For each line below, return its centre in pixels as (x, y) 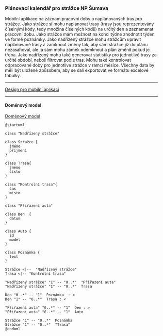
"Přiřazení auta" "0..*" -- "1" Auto (44, 312)
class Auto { (18, 231)
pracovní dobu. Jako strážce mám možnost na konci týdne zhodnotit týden (80, 34)
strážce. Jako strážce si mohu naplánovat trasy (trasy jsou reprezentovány (80, 24)
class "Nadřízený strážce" (32, 134)
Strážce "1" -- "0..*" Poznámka (39, 320)
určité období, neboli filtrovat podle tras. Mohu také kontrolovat (68, 60)
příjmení (18, 151)
